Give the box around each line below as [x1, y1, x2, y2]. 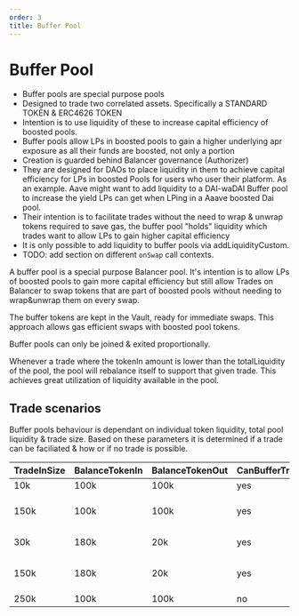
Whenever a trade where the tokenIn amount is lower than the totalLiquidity [9, 356, 286, 367]
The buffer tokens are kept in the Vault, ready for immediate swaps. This [9, 312, 274, 323]
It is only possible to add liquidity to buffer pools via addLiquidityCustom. [21, 240, 290, 251]
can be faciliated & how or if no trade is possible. [9, 444, 189, 454]
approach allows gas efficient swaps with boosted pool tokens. [9, 322, 240, 332]
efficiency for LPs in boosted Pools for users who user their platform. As [21, 174, 287, 185]
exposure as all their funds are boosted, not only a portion [21, 146, 235, 156]
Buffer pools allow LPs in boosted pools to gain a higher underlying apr [21, 136, 283, 147]
